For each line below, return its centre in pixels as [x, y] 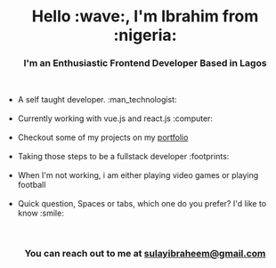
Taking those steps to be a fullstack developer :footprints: [123, 157]
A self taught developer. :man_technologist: [97, 100]
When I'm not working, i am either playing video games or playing [138, 175]
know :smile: [41, 213]
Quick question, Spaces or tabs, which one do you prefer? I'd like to [142, 204]
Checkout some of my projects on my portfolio [103, 138]
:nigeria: [145, 35]
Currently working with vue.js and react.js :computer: [115, 118]
